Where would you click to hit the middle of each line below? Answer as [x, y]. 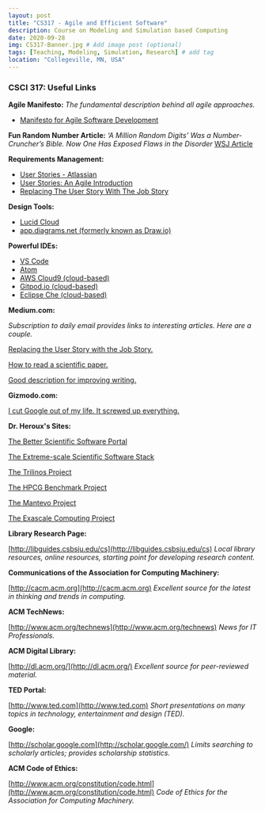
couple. [21, 334]
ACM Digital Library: [42, 651]
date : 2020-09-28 [37, 38]
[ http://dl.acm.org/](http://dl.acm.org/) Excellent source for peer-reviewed [129, 666]
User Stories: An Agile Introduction [76, 183]
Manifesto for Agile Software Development [89, 120]
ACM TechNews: [36, 612]
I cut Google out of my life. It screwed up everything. [94, 411]
